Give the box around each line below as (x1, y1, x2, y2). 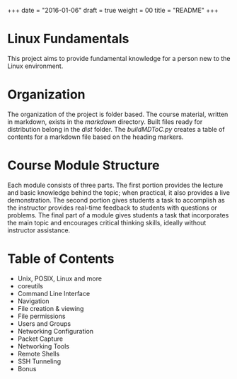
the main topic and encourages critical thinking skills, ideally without (7, 218, 207, 227)
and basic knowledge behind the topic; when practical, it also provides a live (7, 188, 230, 197)
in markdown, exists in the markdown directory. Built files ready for (7, 117, 203, 126)
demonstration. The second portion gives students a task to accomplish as (7, 196, 225, 204)
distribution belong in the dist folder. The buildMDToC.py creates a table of (7, 125, 225, 133)
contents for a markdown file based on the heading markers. (7, 132, 184, 141)
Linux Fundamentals (7, 31, 129, 47)
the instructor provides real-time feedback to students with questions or (7, 203, 217, 212)
